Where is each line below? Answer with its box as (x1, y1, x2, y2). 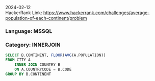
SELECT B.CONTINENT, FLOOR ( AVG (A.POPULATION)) (5, 53, 106, 58)
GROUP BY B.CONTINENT (5, 71, 51, 76)
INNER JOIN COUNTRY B (14, 62, 60, 67)
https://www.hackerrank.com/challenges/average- (43, 10, 150, 16)
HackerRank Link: (5, 10, 42, 16)
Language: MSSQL (5, 27, 53, 34)
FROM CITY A (5, 58, 31, 63)
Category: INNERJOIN (5, 41, 61, 48)
